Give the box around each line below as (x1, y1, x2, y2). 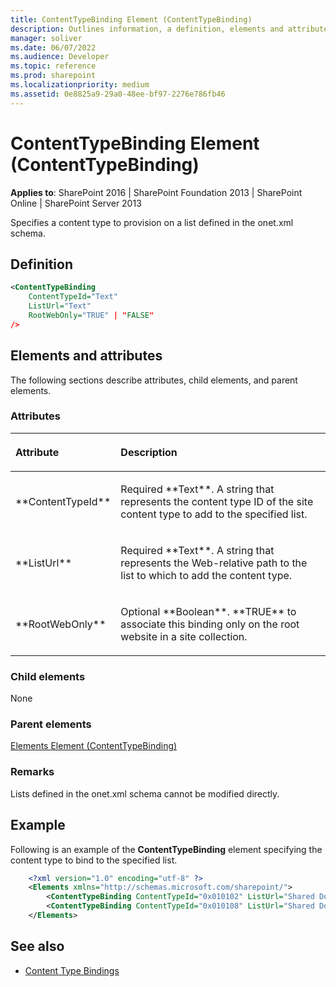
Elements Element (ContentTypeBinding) (10, 740, 178, 752)
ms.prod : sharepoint (10, 71, 97, 81)
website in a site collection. (120, 629, 248, 643)
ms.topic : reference (10, 61, 97, 71)
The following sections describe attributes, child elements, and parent (10, 374, 298, 386)
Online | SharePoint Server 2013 (10, 197, 142, 209)
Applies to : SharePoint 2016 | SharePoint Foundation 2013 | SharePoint (10, 186, 303, 198)
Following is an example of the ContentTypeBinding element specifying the (10, 843, 323, 855)
